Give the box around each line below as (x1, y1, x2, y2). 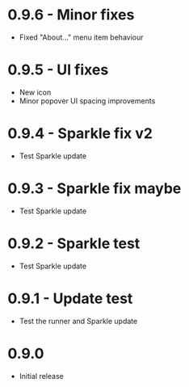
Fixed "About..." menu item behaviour (19, 32, 144, 42)
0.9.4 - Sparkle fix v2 (7, 124, 153, 143)
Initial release (19, 371, 64, 381)
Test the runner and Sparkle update (19, 316, 138, 326)
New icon (19, 87, 52, 97)
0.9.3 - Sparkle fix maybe (7, 179, 182, 197)
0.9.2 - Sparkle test (7, 234, 141, 252)
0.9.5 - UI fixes (7, 61, 109, 79)
